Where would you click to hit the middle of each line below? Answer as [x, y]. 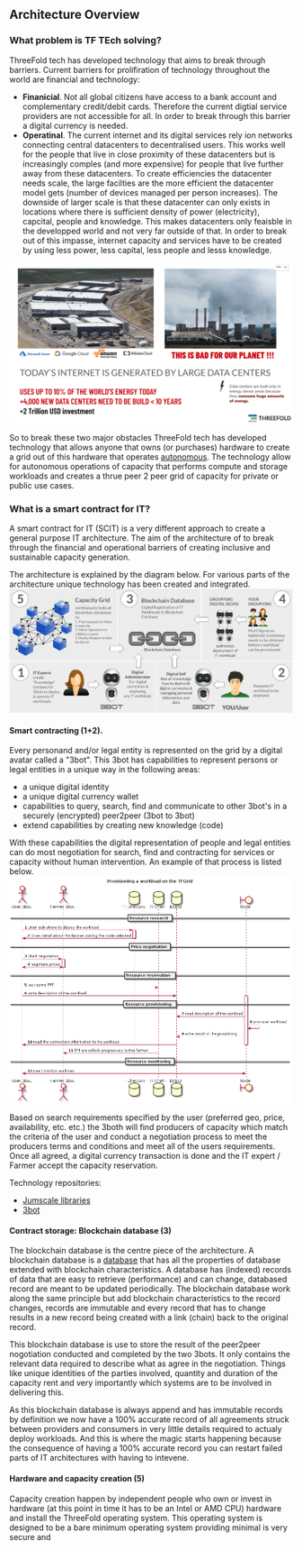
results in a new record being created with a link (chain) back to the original [149, 1317]
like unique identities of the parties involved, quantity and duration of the [144, 1373]
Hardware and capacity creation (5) [77, 1479]
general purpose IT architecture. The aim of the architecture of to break [142, 538]
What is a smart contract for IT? [80, 508]
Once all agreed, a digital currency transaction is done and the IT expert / [145, 1156]
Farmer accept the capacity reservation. [84, 1165]
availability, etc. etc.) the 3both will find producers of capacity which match [149, 1127]
